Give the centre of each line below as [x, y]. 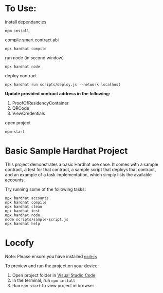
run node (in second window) [35, 58]
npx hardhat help [23, 224]
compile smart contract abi [32, 40]
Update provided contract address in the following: [58, 93]
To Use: [21, 9]
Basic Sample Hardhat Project [66, 151]
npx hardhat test [23, 211]
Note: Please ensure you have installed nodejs [51, 256]
